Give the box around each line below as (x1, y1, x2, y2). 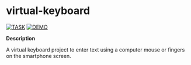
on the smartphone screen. (6, 52, 71, 59)
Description (6, 35, 36, 42)
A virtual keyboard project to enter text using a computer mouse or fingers (6, 46, 185, 53)
